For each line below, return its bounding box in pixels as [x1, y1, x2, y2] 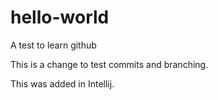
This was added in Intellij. [10, 77, 115, 90]
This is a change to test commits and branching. [10, 58, 209, 70]
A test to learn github [10, 39, 97, 51]
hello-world [10, 6, 110, 29]
